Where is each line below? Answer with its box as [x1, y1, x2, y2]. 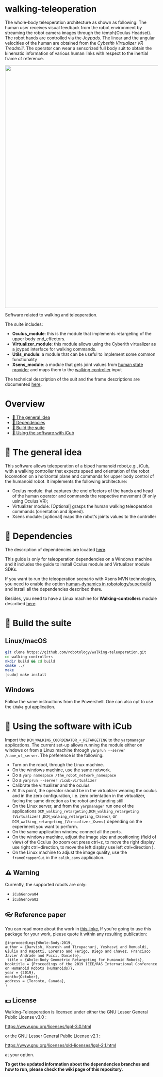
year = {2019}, [5, 970, 36, 975]
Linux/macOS [5, 637, 47, 645]
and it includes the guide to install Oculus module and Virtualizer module [5, 561, 150, 567]
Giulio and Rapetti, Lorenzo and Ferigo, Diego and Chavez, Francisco [5, 949, 151, 954]
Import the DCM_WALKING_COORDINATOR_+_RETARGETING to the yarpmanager [5, 737, 146, 743]
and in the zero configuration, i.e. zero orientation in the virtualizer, [12, 793, 146, 798]
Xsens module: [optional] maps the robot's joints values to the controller [12, 514, 157, 519]
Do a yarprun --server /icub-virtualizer [12, 777, 97, 783]
